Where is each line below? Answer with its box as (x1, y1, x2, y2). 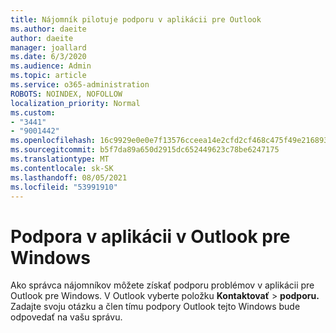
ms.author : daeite (10, 24, 87, 34)
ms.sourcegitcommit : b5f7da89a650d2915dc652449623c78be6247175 (10, 145, 280, 155)
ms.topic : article (10, 71, 87, 81)
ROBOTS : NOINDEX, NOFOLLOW (10, 89, 123, 99)
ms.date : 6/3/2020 (10, 52, 87, 62)
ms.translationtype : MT (10, 154, 110, 164)
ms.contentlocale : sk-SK (10, 163, 114, 173)
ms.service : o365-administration (10, 80, 150, 90)
